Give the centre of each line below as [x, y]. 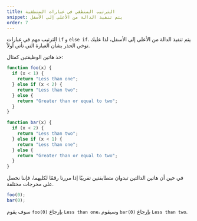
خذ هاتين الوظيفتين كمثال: [35, 57]
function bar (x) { [29, 123]
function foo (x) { [29, 68]
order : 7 [17, 22]
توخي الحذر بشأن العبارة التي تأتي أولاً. [48, 45]
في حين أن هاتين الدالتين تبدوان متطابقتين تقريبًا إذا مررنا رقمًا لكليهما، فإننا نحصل [95, 178]
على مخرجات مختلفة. [30, 184]
